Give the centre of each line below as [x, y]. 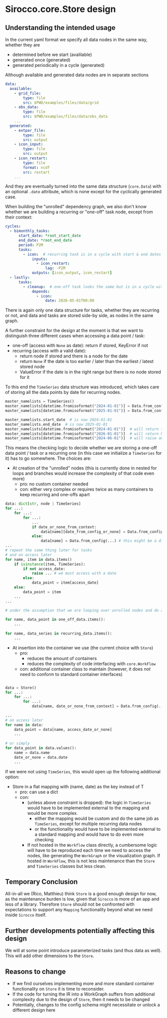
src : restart [37, 172]
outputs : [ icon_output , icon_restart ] [72, 273]
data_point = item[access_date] [65, 583]
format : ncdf [37, 168]
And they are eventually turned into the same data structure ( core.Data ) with [83, 186]
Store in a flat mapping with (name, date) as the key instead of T [78, 786]
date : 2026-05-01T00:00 [70, 301]
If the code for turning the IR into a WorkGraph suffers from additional [83, 994]
